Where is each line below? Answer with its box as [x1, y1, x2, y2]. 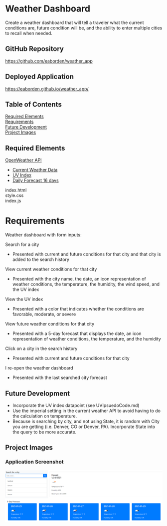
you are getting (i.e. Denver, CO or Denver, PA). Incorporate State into [12, 423, 156, 429]
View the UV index [5, 296, 43, 302]
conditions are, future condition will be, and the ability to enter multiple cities [5, 24, 163, 30]
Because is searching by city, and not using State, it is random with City [12, 418, 160, 424]
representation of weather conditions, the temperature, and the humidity [12, 336, 161, 342]
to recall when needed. [5, 30, 52, 36]
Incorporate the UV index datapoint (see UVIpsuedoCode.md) [12, 402, 140, 408]
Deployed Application [5, 72, 74, 81]
